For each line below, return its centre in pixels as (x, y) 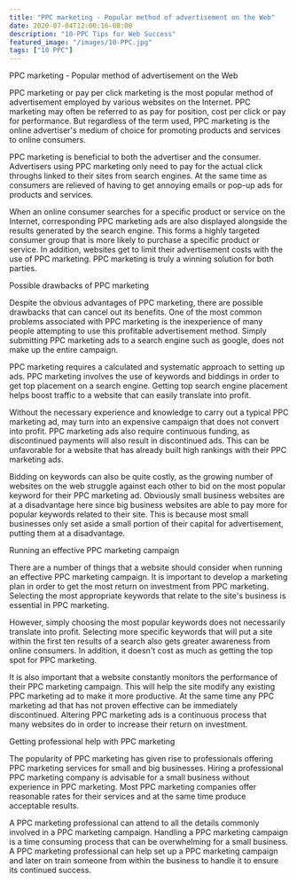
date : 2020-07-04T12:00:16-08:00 (71, 26)
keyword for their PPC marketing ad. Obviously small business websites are (147, 496)
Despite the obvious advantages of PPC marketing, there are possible (137, 303)
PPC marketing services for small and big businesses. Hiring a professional (146, 769)
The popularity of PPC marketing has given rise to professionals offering (141, 759)
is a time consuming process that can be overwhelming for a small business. (148, 842)
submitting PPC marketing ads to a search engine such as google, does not (147, 340)
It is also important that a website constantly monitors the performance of (144, 677)
